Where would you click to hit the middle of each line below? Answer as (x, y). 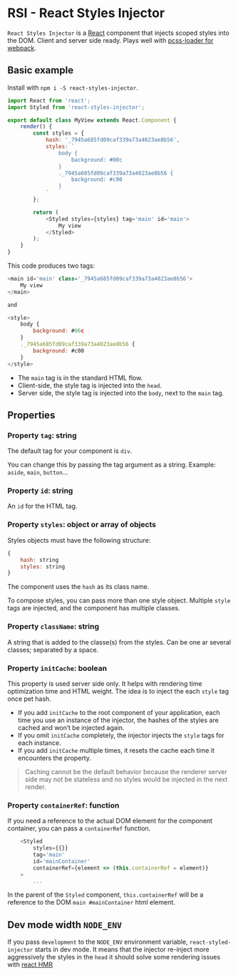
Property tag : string (42, 435)
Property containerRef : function (63, 805)
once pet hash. (29, 699)
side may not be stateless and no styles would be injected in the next (126, 779)
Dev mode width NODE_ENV (65, 925)
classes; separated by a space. (53, 650)
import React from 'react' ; (49, 100)
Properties (31, 415)
